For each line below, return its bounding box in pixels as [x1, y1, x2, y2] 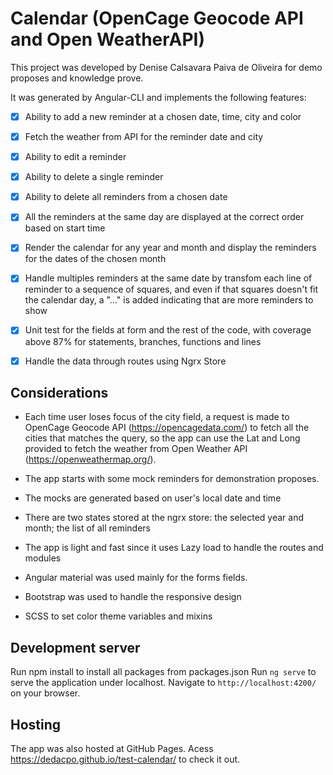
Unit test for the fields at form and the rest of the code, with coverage [24, 324, 312, 336]
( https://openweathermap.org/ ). [24, 453, 157, 466]
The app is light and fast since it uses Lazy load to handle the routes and [24, 542, 324, 554]
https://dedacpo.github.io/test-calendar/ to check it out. [10, 753, 241, 765]
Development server [10, 639, 141, 656]
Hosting [10, 716, 62, 733]
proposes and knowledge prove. [10, 72, 144, 84]
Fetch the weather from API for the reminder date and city [24, 131, 264, 142]
